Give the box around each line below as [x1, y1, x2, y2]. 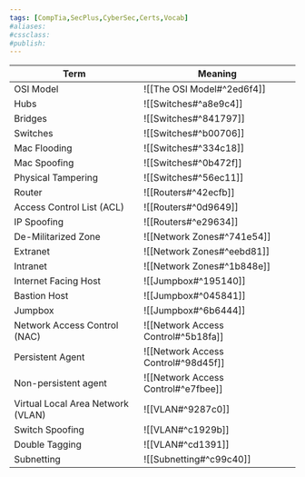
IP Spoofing [14, 215, 64, 228]
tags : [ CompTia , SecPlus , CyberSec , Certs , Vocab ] [9, 13, 189, 23]
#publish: [9, 38, 47, 48]
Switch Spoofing [14, 423, 84, 436]
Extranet [14, 245, 50, 258]
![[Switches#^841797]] [143, 113, 245, 125]
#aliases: [9, 22, 47, 31]
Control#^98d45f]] [143, 356, 225, 369]
